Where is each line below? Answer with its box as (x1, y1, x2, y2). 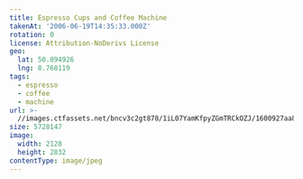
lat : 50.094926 (17, 55, 75, 64)
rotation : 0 (9, 30, 54, 39)
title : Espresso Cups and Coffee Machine (9, 13, 168, 23)
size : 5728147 (9, 123, 63, 132)
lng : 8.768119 (17, 64, 70, 73)
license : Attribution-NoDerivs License (9, 38, 160, 48)
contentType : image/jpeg (9, 155, 103, 165)
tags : (9, 72, 30, 81)
